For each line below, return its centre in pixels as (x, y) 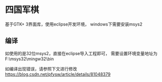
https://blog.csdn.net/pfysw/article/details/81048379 (58, 74)
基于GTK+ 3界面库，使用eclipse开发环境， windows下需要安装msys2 (74, 24)
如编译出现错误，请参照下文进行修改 (41, 68)
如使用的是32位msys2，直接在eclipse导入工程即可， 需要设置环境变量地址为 (81, 53)
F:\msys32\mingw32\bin (29, 59)
